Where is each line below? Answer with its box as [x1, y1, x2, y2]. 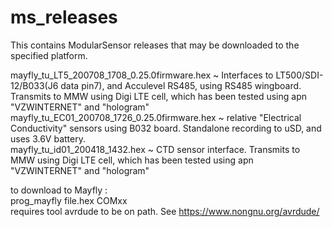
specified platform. [10, 49, 88, 61]
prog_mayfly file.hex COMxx [10, 194, 128, 206]
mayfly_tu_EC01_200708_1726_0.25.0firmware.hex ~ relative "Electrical [10, 111, 302, 123]
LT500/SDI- [275, 69, 324, 81]
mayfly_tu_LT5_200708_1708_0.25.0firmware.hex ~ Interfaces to [10, 69, 274, 81]
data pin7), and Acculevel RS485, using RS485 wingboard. [60, 79, 302, 91]
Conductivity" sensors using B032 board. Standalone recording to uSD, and [10, 122, 322, 134]
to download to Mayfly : [10, 184, 108, 196]
